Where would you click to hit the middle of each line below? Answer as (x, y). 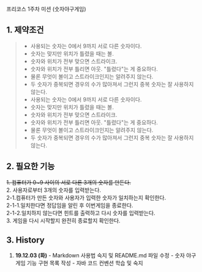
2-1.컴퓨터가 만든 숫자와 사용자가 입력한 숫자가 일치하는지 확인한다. (86, 197)
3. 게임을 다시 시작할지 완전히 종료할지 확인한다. (63, 220)
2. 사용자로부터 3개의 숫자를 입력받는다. (54, 190)
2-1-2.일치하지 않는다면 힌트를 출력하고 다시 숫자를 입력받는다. (81, 213)
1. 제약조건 (25, 30)
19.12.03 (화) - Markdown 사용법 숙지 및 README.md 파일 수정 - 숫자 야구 (106, 255)
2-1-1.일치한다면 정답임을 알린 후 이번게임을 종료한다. (70, 205)
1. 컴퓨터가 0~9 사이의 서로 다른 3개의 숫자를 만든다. (69, 182)
